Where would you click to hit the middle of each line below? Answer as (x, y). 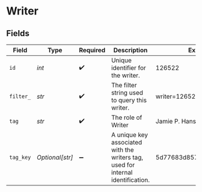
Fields (18, 33)
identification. (130, 180)
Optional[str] (55, 157)
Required (92, 50)
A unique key (130, 135)
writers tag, (127, 157)
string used (127, 93)
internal (122, 172)
